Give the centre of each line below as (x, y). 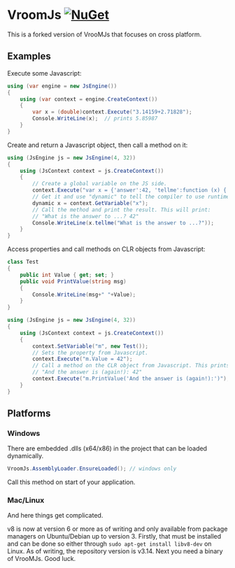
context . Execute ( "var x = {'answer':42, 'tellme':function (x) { (130, 190)
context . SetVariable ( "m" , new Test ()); (91, 346)
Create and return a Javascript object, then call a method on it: (98, 145)
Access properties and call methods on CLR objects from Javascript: (106, 249)
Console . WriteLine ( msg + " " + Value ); (84, 294)
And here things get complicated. (55, 516)
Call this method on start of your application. (71, 482)
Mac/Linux (26, 500)
